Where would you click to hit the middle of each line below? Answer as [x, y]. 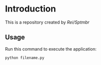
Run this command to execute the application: [51, 49]
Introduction [31, 9]
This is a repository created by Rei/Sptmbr [47, 22]
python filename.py [25, 58]
